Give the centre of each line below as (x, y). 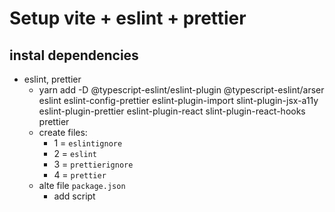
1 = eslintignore (88, 143)
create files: (63, 132)
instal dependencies (74, 55)
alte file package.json (82, 185)
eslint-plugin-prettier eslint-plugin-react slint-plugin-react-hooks (172, 111)
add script (74, 196)
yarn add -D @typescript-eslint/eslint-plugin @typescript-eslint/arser (181, 90)
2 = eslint (75, 153)
